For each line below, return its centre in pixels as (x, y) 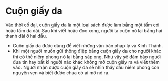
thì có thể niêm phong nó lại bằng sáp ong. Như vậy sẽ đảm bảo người (87, 57)
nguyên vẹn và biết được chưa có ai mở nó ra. (61, 73)
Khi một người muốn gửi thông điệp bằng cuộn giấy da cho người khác (87, 51)
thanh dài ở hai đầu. (26, 36)
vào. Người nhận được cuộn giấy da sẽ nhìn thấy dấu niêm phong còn (86, 67)
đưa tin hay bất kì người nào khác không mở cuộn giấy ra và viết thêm (86, 62)
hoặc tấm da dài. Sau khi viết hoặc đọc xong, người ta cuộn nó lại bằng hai (84, 30)
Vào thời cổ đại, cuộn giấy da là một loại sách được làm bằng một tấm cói (82, 25)
